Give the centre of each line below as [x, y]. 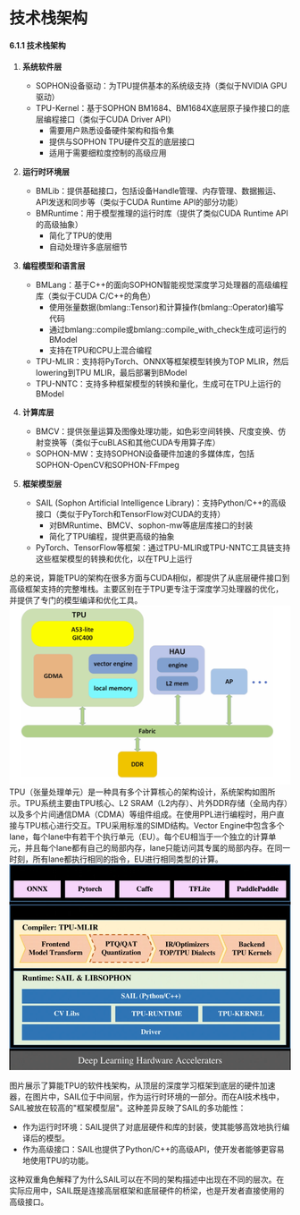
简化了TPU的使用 [80, 236]
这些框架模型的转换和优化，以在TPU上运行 [114, 559]
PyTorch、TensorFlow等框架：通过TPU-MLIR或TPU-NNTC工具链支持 [163, 548]
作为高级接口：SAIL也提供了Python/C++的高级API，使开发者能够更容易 [153, 1149]
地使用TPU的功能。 [58, 1160]
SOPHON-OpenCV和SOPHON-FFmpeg [108, 465]
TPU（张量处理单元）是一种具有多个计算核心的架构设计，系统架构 [131, 792]
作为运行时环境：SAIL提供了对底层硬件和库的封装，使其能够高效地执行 [152, 1126]
